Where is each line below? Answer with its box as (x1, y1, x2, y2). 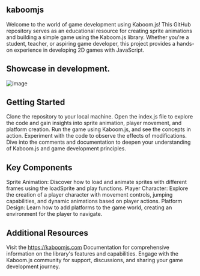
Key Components (6, 162, 73, 173)
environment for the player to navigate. (6, 210, 103, 218)
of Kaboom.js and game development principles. (6, 145, 126, 152)
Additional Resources (6, 228, 88, 238)
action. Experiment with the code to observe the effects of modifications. (6, 132, 187, 140)
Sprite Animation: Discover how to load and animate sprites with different (6, 179, 187, 186)
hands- (177, 40, 195, 47)
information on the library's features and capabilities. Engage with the (6, 250, 179, 257)
